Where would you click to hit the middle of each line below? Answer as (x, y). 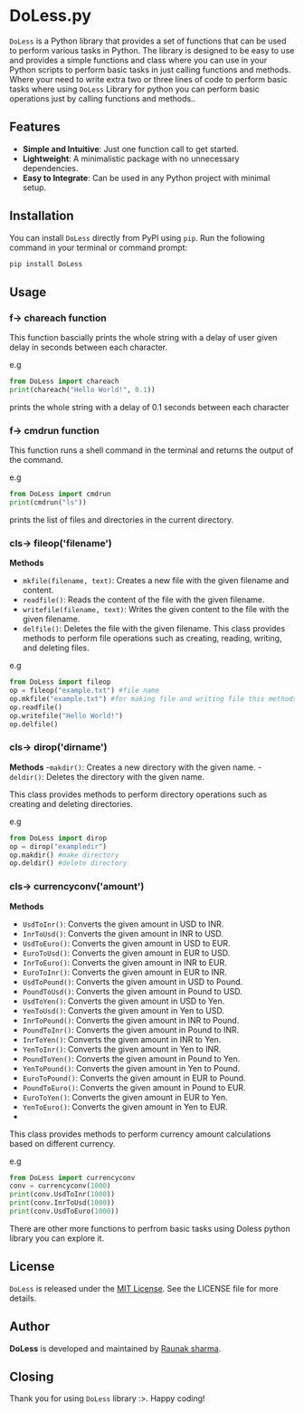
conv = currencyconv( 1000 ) (60, 1186)
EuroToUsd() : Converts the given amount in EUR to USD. (126, 953)
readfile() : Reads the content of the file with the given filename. (143, 600)
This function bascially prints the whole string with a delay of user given (143, 338)
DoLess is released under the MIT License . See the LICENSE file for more (144, 1288)
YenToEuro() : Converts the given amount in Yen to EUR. (125, 1107)
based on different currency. (62, 1143)
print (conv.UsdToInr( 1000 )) (62, 1195)
